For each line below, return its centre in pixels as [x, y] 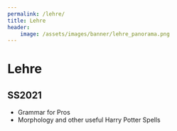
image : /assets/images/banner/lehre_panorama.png [95, 34]
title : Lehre [27, 21]
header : [19, 27]
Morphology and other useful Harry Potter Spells [89, 120]
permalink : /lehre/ [36, 14]
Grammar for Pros [44, 112]
